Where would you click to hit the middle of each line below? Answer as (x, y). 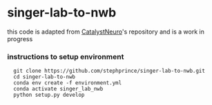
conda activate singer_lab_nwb (58, 89)
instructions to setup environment (66, 56)
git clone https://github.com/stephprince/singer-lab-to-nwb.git (109, 71)
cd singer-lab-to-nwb (45, 77)
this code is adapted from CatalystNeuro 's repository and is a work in (106, 32)
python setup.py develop (49, 95)
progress (20, 38)
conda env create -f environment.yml (68, 83)
